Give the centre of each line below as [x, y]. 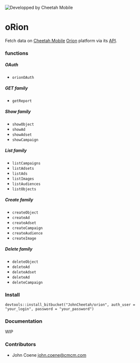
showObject [23, 124]
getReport [22, 101]
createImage [24, 238]
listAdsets [23, 168]
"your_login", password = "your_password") [50, 309]
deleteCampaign [27, 282]
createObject [25, 212]
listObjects [24, 189]
